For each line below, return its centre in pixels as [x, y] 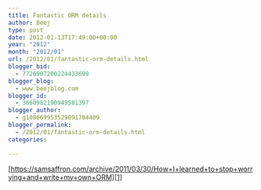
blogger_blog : [31, 81]
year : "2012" [29, 45]
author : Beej [29, 23]
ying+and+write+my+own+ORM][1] [65, 177]
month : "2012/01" [36, 52]
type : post [26, 30]
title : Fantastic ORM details [58, 15]
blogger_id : [27, 96]
